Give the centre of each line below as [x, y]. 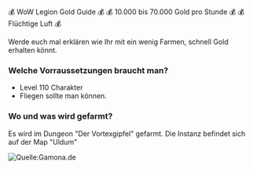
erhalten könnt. [33, 50]
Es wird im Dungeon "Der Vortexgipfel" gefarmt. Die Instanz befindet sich [127, 134]
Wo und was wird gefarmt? [60, 116]
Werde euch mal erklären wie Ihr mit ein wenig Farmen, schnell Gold [119, 42]
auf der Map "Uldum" [43, 141]
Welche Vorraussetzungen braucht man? [88, 70]
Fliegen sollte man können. [63, 96]
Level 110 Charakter [51, 88]
